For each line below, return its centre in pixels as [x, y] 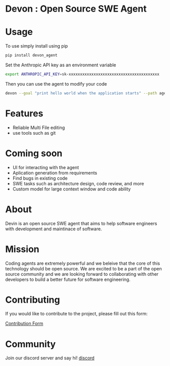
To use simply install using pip [37, 46]
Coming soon [34, 153]
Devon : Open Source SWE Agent [76, 9]
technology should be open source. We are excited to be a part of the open [83, 268]
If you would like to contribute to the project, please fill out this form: [76, 314]
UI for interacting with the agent [46, 167]
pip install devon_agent [31, 55]
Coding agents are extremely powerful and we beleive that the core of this [83, 263]
